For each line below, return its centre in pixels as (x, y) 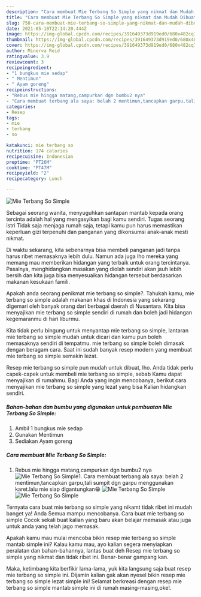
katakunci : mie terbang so (40, 145)
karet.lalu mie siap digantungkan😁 (57, 489)
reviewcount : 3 (25, 62)
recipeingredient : (29, 67)
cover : (14, 46)
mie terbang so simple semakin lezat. (52, 356)
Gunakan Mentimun (39, 434)
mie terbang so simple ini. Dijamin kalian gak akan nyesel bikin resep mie (96, 575)
